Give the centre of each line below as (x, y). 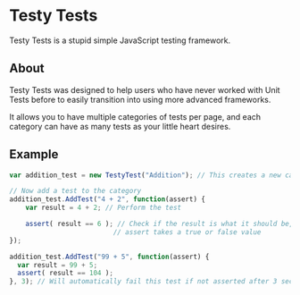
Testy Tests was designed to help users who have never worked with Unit (145, 89)
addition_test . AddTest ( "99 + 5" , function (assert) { (109, 257)
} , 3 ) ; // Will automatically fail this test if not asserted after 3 (143, 282)
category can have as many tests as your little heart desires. (120, 126)
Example (34, 154)
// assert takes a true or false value (187, 232)
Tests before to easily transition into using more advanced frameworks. (140, 99)
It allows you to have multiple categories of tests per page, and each (135, 116)
